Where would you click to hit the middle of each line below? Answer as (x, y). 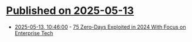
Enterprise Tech (34, 33)
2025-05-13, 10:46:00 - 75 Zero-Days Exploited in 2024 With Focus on (100, 27)
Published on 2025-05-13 (70, 11)
